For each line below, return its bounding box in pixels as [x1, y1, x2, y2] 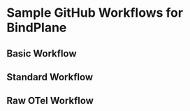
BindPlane [6, 20, 67, 36]
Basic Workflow [6, 47, 78, 59]
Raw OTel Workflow [6, 95, 94, 107]
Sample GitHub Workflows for [6, 5, 183, 21]
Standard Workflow [6, 71, 94, 83]
